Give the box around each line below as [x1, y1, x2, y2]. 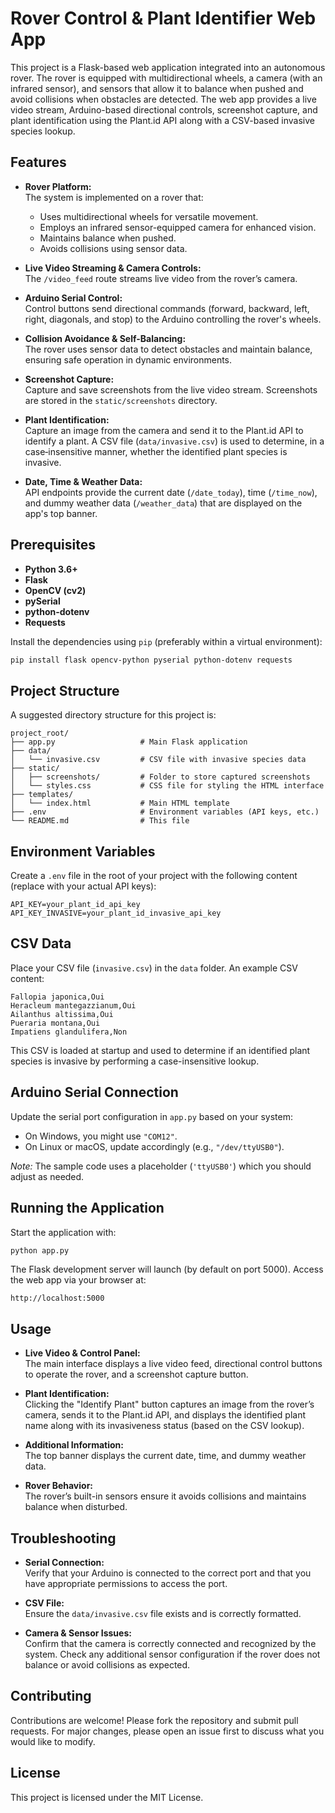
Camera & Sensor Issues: [24, 1627, 132, 1639]
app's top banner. [24, 507, 98, 519]
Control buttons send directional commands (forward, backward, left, [24, 302, 310, 314]
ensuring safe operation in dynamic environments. [24, 353, 233, 366]
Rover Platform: [24, 180, 92, 192]
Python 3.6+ [24, 563, 78, 575]
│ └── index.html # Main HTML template [10, 798, 230, 809]
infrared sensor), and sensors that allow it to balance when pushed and [10, 82, 304, 94]
